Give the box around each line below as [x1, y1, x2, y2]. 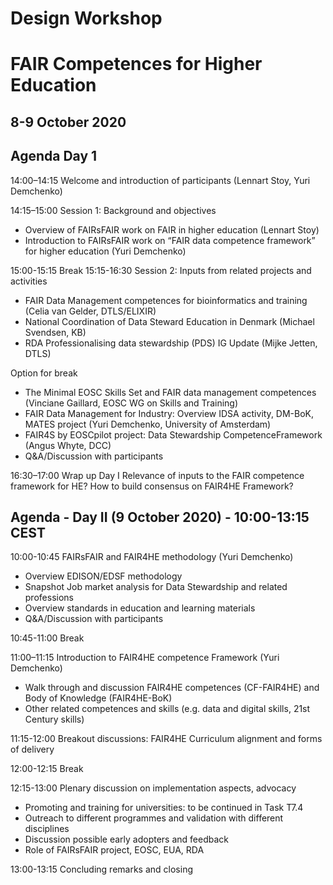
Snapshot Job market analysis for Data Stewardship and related [24, 581, 288, 593]
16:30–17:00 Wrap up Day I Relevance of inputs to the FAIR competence [10, 469, 305, 481]
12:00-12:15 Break [10, 763, 84, 775]
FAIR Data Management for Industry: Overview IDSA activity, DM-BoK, [24, 407, 315, 419]
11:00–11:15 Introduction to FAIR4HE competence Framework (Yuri [10, 652, 280, 664]
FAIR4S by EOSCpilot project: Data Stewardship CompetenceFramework [24, 428, 323, 441]
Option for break [10, 367, 78, 379]
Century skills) [24, 713, 85, 726]
